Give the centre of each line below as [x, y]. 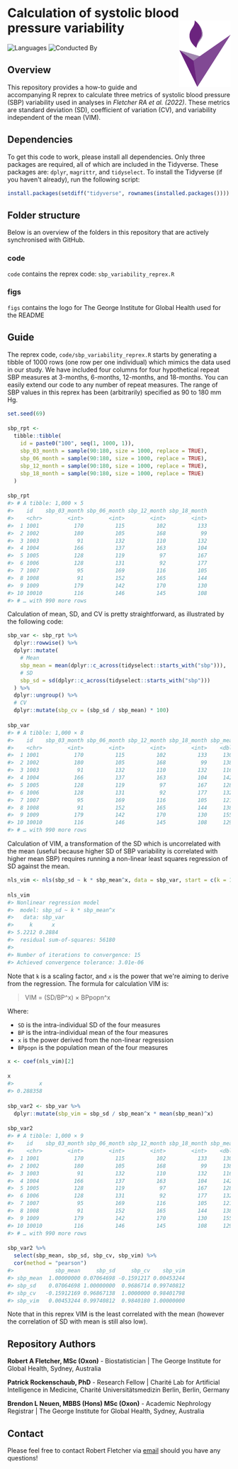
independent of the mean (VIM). [54, 117]
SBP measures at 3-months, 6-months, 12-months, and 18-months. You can [118, 377]
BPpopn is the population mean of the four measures [93, 1047]
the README [26, 315]
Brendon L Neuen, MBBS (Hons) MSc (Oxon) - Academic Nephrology [109, 1404]
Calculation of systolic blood [93, 13]
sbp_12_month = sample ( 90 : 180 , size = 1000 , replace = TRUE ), [114, 466]
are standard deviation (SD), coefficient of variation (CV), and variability [112, 110]
